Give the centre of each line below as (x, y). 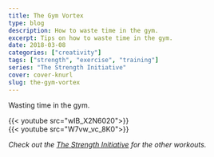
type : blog (26, 23)
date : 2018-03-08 (37, 45)
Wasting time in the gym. (49, 105)
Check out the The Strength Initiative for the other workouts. (107, 144)
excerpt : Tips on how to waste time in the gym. (91, 38)
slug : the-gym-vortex (44, 82)
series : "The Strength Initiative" (67, 68)
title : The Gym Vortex (46, 16)
